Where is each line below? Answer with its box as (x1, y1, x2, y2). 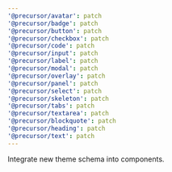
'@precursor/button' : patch (7, 27, 103, 35)
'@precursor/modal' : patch (7, 65, 99, 73)
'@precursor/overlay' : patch (7, 72, 106, 80)
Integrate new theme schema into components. (7, 154, 165, 164)
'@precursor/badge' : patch (7, 19, 99, 27)
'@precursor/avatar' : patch (7, 11, 103, 20)
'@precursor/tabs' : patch (7, 102, 94, 110)
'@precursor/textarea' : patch (7, 110, 110, 118)
